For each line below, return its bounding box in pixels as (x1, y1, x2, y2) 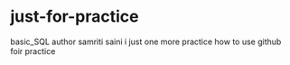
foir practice (10, 45, 56, 56)
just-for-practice (10, 6, 139, 27)
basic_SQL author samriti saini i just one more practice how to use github (10, 36, 282, 47)
